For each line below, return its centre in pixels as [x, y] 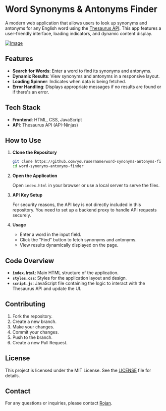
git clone [23, 162]
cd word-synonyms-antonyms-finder [48, 166]
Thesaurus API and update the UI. [47, 288]
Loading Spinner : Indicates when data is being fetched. [69, 81]
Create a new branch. [34, 321]
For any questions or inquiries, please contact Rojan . [59, 403]
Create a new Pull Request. [40, 342]
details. [13, 375]
